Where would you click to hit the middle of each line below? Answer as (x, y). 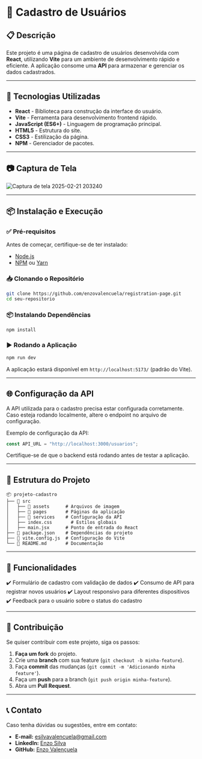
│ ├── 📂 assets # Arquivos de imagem (63, 507)
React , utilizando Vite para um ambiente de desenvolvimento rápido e (93, 59)
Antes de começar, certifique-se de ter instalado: (67, 245)
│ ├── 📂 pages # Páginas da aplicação (66, 512)
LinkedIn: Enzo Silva (40, 743)
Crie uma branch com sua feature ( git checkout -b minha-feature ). (99, 660)
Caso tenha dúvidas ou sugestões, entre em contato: (72, 725)
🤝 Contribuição (35, 627)
